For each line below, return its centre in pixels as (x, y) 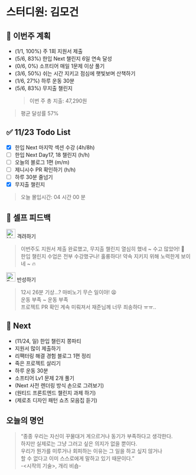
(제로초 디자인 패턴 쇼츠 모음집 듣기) (56, 400)
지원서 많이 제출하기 (37, 348)
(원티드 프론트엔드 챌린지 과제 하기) (55, 393)
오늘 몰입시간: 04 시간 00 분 (53, 197)
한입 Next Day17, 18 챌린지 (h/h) (52, 155)
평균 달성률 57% (40, 113)
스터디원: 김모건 (43, 12)
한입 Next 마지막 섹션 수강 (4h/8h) (55, 147)
